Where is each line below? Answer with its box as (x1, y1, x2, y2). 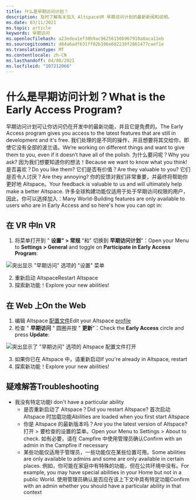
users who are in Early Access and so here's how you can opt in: (6, 202, 163, 209)
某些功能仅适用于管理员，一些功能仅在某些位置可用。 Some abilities (23, 448, 186, 455)
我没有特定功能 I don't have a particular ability (14, 398, 124, 405)
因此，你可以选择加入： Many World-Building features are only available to (6, 195, 185, 202)
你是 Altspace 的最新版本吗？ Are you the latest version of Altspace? (23, 420, 188, 427)
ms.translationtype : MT (6, 47, 65, 53)
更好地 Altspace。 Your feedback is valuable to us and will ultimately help (6, 181, 182, 188)
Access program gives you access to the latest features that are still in (6, 130, 176, 137)
